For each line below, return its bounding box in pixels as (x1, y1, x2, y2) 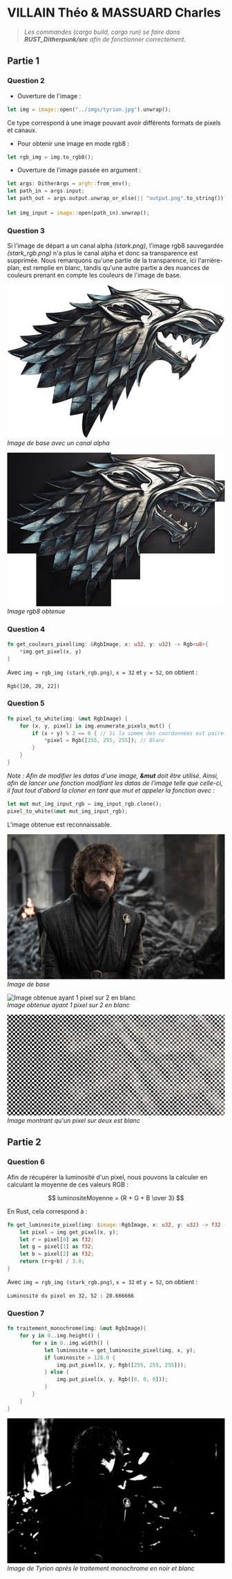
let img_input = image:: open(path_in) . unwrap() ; (7, 209, 150, 216)
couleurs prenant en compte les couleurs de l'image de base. (7, 271, 182, 280)
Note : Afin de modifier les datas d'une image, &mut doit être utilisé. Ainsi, (7, 771, 219, 779)
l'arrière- (197, 256, 223, 264)
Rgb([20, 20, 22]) (7, 683, 60, 689)
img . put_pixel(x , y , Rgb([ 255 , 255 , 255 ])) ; (56, 1362, 187, 1369)
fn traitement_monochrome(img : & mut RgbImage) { (7, 1325, 147, 1332)
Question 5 (7, 698, 45, 708)
